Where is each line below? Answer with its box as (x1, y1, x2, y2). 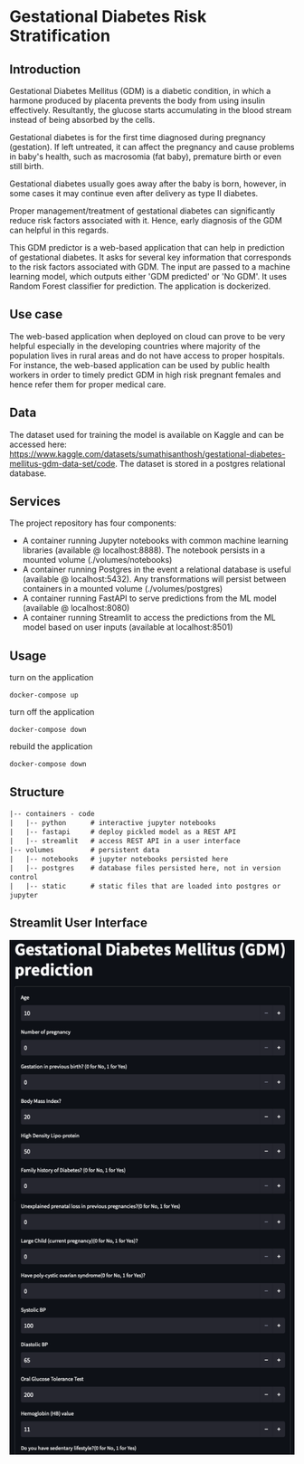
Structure (9, 784, 65, 800)
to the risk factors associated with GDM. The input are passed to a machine (9, 261, 291, 272)
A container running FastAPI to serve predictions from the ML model (22, 593, 278, 604)
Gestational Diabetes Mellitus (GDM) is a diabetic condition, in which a (9, 86, 271, 96)
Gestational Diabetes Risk (9, 6, 207, 27)
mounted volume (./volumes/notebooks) (22, 555, 173, 566)
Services (9, 494, 62, 509)
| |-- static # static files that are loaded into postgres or (9, 882, 281, 891)
